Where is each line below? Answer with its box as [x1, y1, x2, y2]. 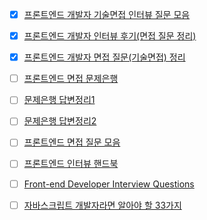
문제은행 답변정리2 [23, 115, 97, 127]
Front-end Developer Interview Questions [23, 178, 195, 190]
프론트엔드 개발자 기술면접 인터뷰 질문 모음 [23, 9, 191, 20]
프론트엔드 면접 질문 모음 [23, 136, 121, 148]
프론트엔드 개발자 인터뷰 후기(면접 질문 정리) [23, 30, 197, 42]
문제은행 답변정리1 [23, 94, 96, 106]
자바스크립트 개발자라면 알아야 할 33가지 [23, 199, 182, 211]
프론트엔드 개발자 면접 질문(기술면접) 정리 [23, 51, 186, 63]
